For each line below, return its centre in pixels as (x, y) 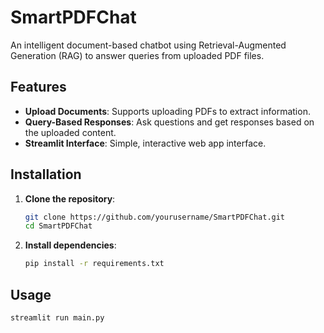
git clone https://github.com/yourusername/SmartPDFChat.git (155, 217)
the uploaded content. (70, 132)
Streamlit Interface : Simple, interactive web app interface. (145, 143)
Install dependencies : (70, 245)
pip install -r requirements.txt (94, 264)
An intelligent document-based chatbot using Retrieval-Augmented (148, 45)
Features (38, 87)
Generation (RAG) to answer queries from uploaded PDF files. (137, 55)
